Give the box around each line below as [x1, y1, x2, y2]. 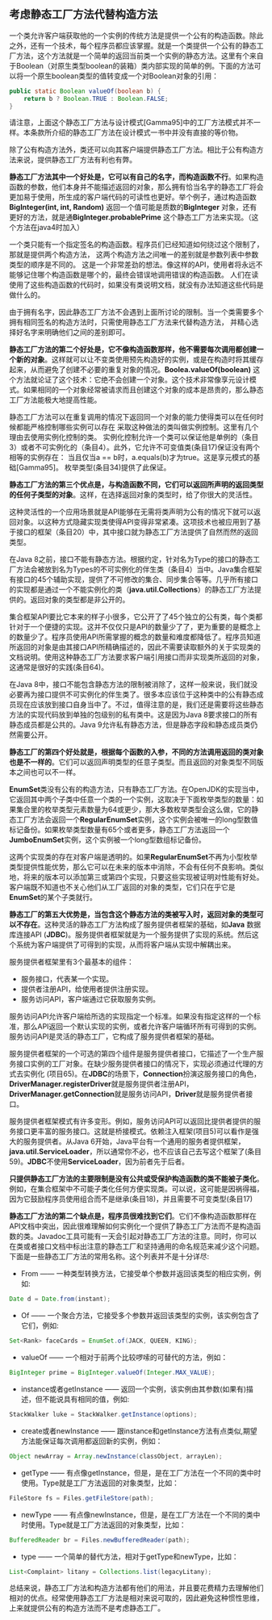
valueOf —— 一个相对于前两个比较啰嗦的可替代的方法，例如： [20, 1353, 228, 1363]
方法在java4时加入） [15, 223, 84, 232]
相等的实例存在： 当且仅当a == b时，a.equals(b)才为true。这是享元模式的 [9, 453, 253, 463]
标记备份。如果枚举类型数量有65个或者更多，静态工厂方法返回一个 [9, 825, 230, 835]
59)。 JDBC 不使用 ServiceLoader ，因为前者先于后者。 [9, 1157, 189, 1166]
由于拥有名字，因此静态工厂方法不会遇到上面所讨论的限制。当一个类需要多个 [9, 308, 264, 317]
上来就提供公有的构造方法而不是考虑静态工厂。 [9, 1603, 165, 1613]
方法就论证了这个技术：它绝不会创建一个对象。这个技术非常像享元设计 [15, 375, 249, 385]
